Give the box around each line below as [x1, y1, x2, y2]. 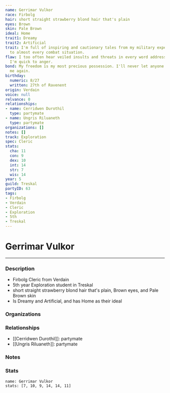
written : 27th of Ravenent [10, 82, 67, 88]
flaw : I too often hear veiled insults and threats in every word [5, 54, 148, 60]
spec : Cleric [5, 139, 33, 144]
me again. [10, 69, 30, 74]
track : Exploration [5, 135, 47, 140]
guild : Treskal [5, 182, 37, 187]
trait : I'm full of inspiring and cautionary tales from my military [5, 45, 155, 50]
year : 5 [5, 177, 22, 182]
